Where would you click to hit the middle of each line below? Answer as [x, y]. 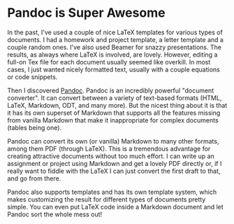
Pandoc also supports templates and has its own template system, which [112, 192]
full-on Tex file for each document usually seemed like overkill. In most [109, 62]
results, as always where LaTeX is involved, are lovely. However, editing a [112, 55]
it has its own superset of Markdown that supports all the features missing [114, 113]
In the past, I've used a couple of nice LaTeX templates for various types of [115, 32]
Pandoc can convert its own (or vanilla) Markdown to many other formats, [113, 141]
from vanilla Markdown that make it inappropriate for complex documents [113, 120]
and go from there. [34, 178]
